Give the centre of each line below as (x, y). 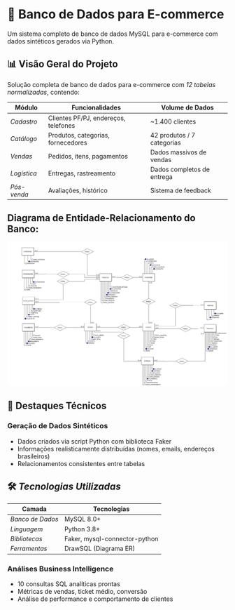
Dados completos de (180, 170)
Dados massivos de (178, 152)
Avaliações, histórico (78, 190)
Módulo (27, 107)
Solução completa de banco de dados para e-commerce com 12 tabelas (112, 84)
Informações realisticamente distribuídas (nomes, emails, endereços (116, 449)
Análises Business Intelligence (60, 569)
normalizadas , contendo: (44, 92)
